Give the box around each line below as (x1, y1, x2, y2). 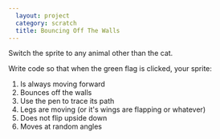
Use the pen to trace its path (19, 97, 115, 106)
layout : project (15, 11, 70, 20)
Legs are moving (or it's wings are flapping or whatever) (19, 105, 206, 114)
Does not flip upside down (19, 113, 108, 123)
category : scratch (15, 19, 78, 27)
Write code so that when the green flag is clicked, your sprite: (8, 64, 213, 73)
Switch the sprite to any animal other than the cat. (8, 49, 173, 58)
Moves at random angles (19, 121, 103, 132)
